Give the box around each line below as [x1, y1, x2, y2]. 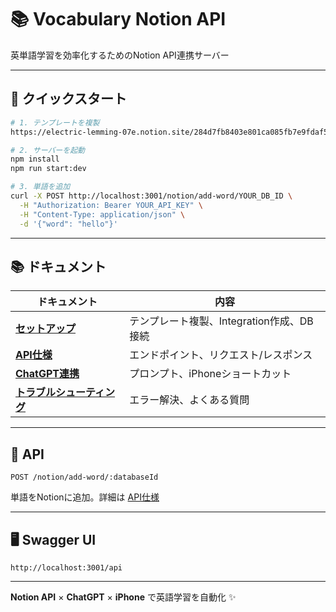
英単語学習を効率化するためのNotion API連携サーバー [10, 49, 230, 61]
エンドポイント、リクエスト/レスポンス [129, 348, 313, 362]
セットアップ [15, 322, 77, 336]
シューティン [55, 386, 116, 400]
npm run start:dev [10, 164, 87, 174]
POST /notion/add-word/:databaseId [10, 472, 159, 483]
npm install [10, 154, 60, 165]
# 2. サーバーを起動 [10, 145, 85, 155]
